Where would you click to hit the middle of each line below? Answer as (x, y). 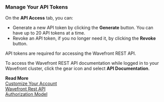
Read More (17, 78)
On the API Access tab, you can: (39, 18)
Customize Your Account (31, 83)
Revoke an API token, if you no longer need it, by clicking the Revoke (84, 38)
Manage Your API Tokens (37, 7)
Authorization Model (26, 94)
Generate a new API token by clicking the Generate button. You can (83, 28)
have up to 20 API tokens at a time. (49, 33)
